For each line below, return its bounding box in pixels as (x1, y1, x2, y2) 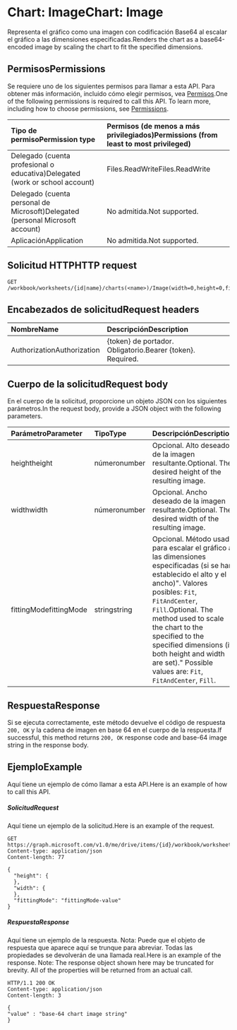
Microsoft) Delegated (11, 206, 80, 216)
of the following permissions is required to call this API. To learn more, (7, 97, 211, 105)
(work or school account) (11, 177, 95, 187)
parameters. (7, 412, 43, 420)
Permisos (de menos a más (107, 121, 200, 131)
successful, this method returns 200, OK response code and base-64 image (7, 733, 227, 742)
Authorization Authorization (11, 345, 100, 355)
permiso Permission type (11, 134, 96, 144)
